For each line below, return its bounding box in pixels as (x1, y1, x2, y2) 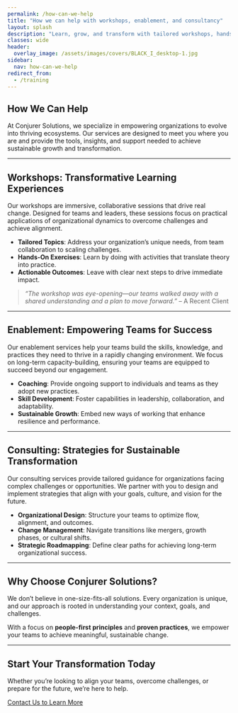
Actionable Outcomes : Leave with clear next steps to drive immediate (17, 268, 223, 276)
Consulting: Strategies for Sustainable (7, 445, 181, 457)
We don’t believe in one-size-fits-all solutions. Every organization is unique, (7, 594, 228, 603)
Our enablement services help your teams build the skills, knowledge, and (7, 342, 223, 352)
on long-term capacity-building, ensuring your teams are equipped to (7, 358, 210, 366)
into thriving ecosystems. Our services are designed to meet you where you (7, 129, 229, 138)
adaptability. (17, 402, 55, 410)
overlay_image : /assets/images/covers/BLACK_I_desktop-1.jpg (13, 50, 198, 58)
